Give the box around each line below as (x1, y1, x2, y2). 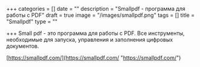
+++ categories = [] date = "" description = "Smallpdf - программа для (6, 5, 186, 12)
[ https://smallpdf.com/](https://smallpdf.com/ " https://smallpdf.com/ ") (6, 54, 181, 61)
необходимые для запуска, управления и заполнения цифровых (6, 36, 173, 43)
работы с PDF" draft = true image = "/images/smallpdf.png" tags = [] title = (6, 11, 195, 19)
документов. (6, 42, 39, 49)
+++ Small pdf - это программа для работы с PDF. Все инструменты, (6, 30, 185, 37)
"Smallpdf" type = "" (6, 18, 58, 25)
